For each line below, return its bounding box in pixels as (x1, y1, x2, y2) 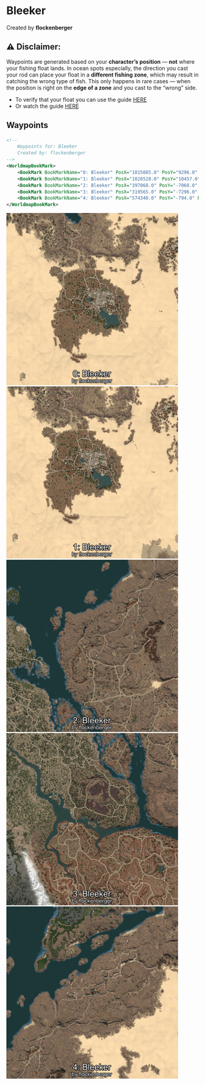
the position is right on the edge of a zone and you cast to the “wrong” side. (6, 84, 197, 91)
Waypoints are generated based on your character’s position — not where (6, 58, 195, 65)
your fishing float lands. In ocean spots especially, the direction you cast (6, 64, 189, 72)
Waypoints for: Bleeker (17, 143, 78, 150)
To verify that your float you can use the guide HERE (15, 96, 148, 103)
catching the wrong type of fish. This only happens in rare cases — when (6, 77, 191, 84)
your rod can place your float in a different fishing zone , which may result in (6, 71, 199, 78)
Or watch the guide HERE (15, 102, 79, 110)
